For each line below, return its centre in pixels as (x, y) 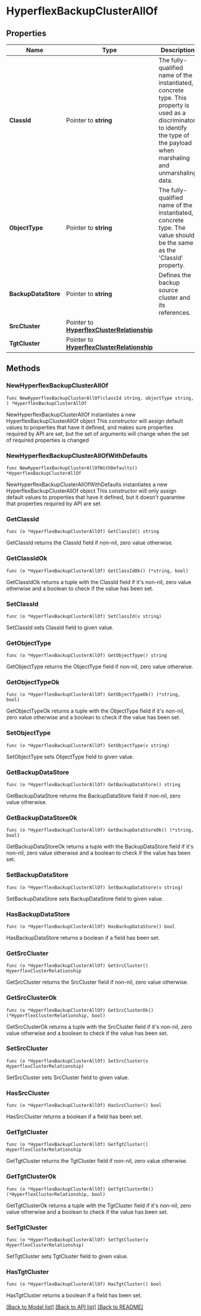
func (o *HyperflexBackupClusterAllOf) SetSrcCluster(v (77, 1061)
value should (176, 235)
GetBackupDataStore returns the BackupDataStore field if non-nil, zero (93, 796)
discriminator (177, 120)
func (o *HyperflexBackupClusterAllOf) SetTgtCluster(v (77, 1240)
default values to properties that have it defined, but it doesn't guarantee (96, 497)
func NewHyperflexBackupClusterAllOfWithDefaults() (72, 468)
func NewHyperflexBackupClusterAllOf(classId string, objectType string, (100, 398)
